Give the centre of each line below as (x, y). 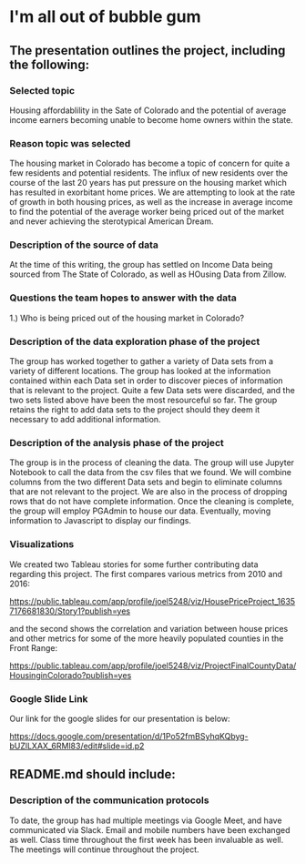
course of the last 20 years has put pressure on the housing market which (148, 183)
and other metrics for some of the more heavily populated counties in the (147, 638)
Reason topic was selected (70, 143)
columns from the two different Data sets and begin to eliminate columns (146, 482)
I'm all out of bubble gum (105, 17)
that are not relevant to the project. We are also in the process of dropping (148, 492)
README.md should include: (92, 774)
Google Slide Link (49, 698)
